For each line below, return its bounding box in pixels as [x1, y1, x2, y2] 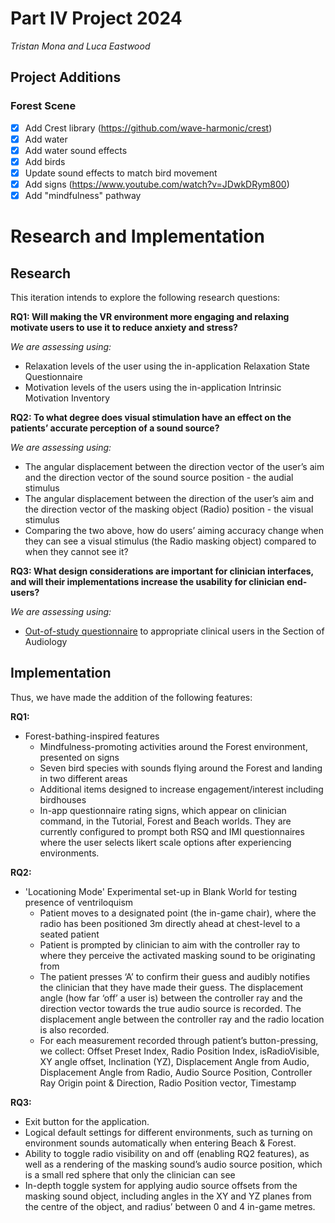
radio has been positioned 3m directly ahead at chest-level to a [39, 917, 301, 929]
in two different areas [39, 772, 128, 784]
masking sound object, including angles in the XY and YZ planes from [24, 1190, 312, 1202]
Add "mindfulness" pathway [24, 190, 142, 201]
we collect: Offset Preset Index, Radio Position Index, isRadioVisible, [39, 1045, 320, 1057]
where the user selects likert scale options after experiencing [39, 836, 292, 848]
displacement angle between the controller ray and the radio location [39, 1013, 325, 1025]
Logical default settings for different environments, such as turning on [24, 1126, 313, 1138]
